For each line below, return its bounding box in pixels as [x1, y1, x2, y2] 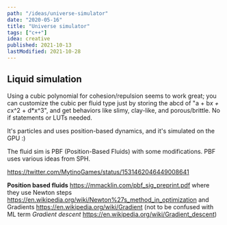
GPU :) [7, 134, 26, 142]
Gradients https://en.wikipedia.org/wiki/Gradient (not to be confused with [7, 202, 214, 211]
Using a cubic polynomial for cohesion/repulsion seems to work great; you [7, 92, 217, 100]
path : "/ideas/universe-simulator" [7, 10, 109, 17]
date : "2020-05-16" [7, 16, 63, 23]
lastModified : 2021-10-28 [7, 49, 81, 55]
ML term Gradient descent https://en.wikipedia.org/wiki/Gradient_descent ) [7, 210, 217, 218]
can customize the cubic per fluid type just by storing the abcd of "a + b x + [7, 98, 219, 107]
